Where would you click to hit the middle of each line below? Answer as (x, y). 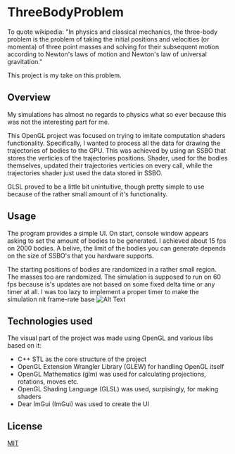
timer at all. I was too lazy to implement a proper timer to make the (103, 291)
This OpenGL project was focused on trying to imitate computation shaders (116, 135)
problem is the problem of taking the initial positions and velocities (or (108, 39)
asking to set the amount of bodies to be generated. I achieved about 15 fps (117, 241)
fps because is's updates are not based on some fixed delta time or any (111, 284)
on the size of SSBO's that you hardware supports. (81, 256)
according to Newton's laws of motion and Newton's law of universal (107, 54)
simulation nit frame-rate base (51, 299)
